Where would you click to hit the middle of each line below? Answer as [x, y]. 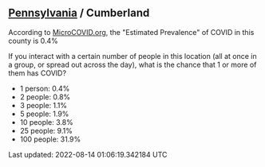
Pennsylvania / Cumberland [79, 13]
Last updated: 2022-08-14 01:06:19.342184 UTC [88, 154]
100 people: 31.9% [50, 139]
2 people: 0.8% [45, 97]
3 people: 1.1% [44, 105]
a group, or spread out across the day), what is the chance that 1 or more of [132, 64]
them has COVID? [37, 73]
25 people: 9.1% [46, 130]
